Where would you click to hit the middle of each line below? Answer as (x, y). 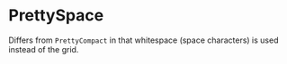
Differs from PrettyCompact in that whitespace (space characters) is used (143, 40)
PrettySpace (56, 16)
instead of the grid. (44, 49)
